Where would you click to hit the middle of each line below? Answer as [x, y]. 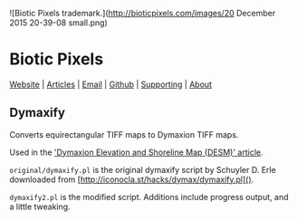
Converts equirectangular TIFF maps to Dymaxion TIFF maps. [124, 134]
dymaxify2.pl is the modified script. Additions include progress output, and [149, 197]
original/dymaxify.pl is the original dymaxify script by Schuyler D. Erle [143, 169]
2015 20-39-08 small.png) [59, 23]
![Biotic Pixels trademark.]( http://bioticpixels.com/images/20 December [143, 13]
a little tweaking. [40, 207]
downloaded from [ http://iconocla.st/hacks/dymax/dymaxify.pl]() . [132, 179]
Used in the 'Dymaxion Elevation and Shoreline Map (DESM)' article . [136, 152]
